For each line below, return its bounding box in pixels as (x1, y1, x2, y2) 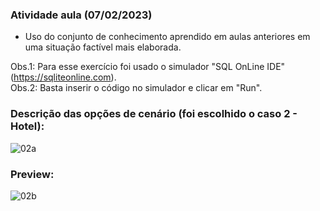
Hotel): (10, 119, 45, 133)
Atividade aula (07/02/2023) (10, 8, 153, 22)
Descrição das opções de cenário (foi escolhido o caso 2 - (10, 107, 298, 121)
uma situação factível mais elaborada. (24, 41, 182, 53)
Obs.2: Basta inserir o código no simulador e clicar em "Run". (10, 82, 263, 94)
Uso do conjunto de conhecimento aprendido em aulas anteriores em (24, 31, 311, 43)
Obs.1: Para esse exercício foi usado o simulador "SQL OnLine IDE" (10, 61, 286, 73)
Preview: (10, 167, 55, 181)
